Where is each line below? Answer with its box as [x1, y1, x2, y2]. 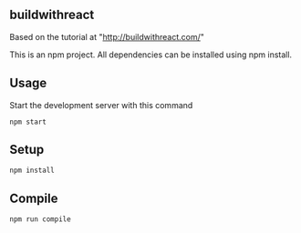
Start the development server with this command [9, 99, 193, 110]
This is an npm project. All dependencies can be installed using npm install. [9, 49, 293, 60]
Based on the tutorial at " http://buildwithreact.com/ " [9, 31, 205, 42]
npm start [9, 117, 47, 127]
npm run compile [9, 215, 71, 224]
